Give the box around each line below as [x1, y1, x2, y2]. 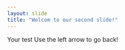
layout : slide [7, 10, 48, 17]
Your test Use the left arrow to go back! [7, 35, 119, 43]
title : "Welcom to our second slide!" [7, 16, 118, 23]
